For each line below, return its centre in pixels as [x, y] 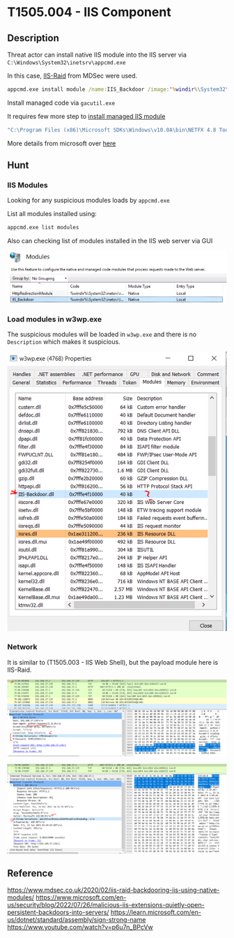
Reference [30, 873]
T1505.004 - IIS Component [89, 12]
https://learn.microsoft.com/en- [156, 912]
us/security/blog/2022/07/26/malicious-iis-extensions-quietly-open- [106, 905]
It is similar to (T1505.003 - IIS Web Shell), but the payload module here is [112, 662]
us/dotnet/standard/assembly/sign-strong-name [77, 920]
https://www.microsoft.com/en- [81, 897]
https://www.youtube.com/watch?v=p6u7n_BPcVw [80, 928]
